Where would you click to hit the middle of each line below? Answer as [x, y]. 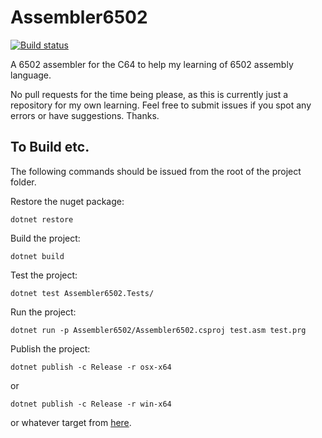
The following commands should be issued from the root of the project [156, 171]
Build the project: [45, 238]
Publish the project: [50, 348]
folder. [23, 182]
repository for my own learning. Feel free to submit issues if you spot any [161, 105]
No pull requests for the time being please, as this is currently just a [149, 94]
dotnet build [37, 256]
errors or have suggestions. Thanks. [85, 115]
